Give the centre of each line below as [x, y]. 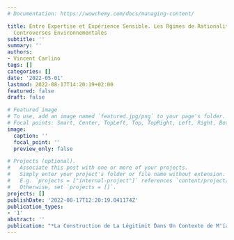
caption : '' [31, 136]
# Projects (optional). [42, 161]
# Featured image [32, 110]
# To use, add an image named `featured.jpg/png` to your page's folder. [117, 117]
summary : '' [24, 46]
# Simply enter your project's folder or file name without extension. [117, 175]
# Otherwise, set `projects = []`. [62, 187]
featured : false [31, 91]
